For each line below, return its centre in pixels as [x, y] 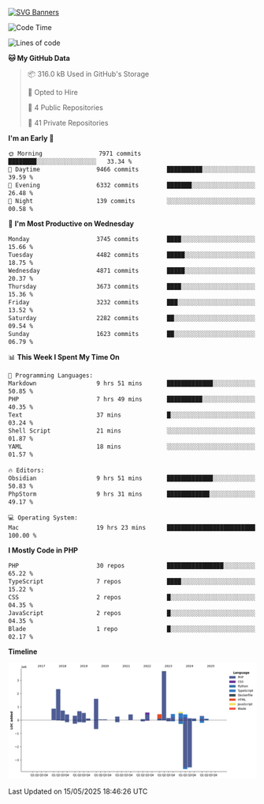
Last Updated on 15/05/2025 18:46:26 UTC [78, 791]
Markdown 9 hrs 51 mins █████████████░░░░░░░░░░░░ [132, 383]
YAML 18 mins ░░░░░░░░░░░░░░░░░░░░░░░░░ [132, 447]
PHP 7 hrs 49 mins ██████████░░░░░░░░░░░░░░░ [132, 399]
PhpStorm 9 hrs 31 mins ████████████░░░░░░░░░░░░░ [132, 494]
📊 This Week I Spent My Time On [64, 357]
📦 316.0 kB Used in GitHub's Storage [88, 74]
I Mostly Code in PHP [43, 550]
